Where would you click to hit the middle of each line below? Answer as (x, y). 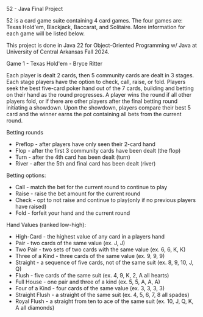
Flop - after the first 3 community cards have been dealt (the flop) (98, 151)
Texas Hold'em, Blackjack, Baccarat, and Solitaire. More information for (96, 27)
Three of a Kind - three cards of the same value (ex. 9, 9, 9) (90, 256)
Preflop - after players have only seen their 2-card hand (85, 144)
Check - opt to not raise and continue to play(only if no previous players (105, 200)
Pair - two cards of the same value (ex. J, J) (70, 243)
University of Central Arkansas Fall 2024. (58, 52)
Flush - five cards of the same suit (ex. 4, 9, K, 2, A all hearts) (92, 275)
